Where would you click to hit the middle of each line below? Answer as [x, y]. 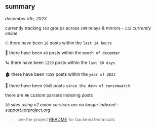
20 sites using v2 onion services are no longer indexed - [62, 104]
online [11, 33]
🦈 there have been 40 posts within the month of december [63, 53]
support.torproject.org [28, 110]
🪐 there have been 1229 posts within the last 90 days [60, 63]
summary [20, 7]
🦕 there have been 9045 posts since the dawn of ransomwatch [68, 85]
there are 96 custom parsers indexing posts [49, 95]
